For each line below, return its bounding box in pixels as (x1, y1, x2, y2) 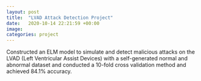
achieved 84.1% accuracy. (6, 68, 72, 75)
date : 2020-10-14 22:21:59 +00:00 (6, 20, 100, 26)
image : (6, 26, 23, 32)
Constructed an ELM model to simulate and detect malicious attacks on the (6, 48, 196, 55)
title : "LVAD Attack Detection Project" (6, 15, 114, 21)
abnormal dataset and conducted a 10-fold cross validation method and (6, 62, 186, 69)
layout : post (6, 9, 40, 15)
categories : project (6, 32, 59, 38)
